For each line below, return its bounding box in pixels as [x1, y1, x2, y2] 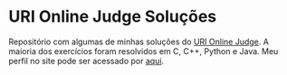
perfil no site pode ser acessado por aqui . [8, 55, 165, 66]
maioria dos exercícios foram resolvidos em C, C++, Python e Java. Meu [8, 45, 279, 56]
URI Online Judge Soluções [8, 6, 217, 27]
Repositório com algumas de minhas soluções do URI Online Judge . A [8, 36, 269, 47]
